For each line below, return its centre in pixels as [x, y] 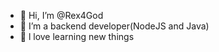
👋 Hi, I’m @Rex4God [61, 15]
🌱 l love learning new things [77, 36]
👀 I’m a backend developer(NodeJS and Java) [114, 26]
